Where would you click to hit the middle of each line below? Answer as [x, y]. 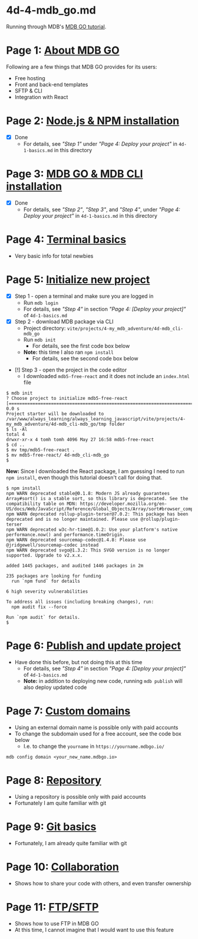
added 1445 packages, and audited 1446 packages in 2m [75, 566]
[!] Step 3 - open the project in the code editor [71, 370]
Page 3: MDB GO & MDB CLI [75, 174]
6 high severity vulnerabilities [47, 591]
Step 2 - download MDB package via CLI [64, 321]
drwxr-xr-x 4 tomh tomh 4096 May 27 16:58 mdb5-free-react [80, 439]
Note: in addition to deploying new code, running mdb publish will [103, 681]
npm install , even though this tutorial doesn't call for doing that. [84, 477]
